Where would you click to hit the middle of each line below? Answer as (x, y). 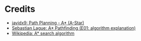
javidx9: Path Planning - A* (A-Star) (48, 23)
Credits (20, 9)
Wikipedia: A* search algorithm (43, 33)
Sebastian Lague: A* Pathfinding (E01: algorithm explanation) (74, 28)
